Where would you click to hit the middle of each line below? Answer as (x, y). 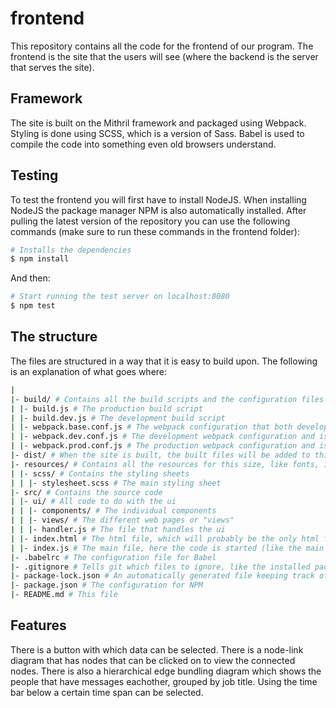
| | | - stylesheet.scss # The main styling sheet (116, 483)
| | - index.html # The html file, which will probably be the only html (165, 538)
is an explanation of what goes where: (89, 371)
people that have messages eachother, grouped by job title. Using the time (164, 681)
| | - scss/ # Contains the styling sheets (100, 473)
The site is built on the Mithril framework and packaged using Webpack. (158, 123)
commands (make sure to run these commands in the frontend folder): (155, 231)
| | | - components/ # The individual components (113, 511)
